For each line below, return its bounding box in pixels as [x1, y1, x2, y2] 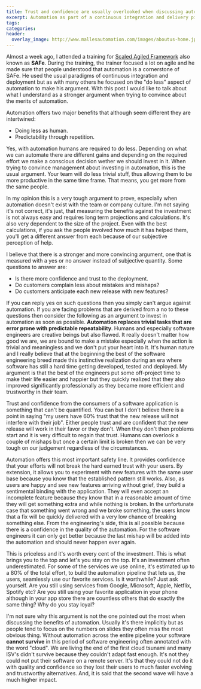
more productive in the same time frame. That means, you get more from [6, 177, 186, 184]
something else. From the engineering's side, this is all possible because [6, 520, 185, 526]
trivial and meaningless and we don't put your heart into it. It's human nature [6, 344, 194, 350]
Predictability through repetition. [14, 133, 95, 141]
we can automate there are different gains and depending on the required [6, 151, 187, 158]
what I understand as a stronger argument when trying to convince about [6, 91, 187, 98]
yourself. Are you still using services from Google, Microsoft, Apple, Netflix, [6, 582, 192, 589]
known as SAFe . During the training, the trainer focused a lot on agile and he [6, 59, 195, 66]
